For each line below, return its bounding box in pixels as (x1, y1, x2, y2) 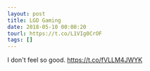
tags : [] (7, 37, 33, 44)
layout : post (7, 10, 46, 18)
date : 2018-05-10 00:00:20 (7, 23, 87, 30)
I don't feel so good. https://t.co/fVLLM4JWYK (7, 56, 143, 64)
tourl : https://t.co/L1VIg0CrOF (7, 30, 102, 37)
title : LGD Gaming (7, 17, 61, 24)
